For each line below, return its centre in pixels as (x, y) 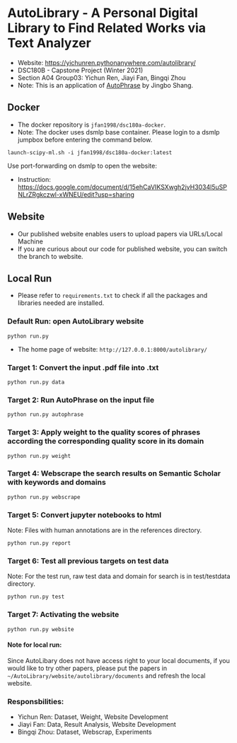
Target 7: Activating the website (63, 615)
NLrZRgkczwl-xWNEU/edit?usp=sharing (76, 194)
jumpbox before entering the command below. (85, 139)
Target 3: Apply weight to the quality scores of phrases (104, 432)
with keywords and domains (57, 483)
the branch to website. (50, 256)
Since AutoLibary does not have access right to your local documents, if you (118, 660)
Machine (30, 241)
